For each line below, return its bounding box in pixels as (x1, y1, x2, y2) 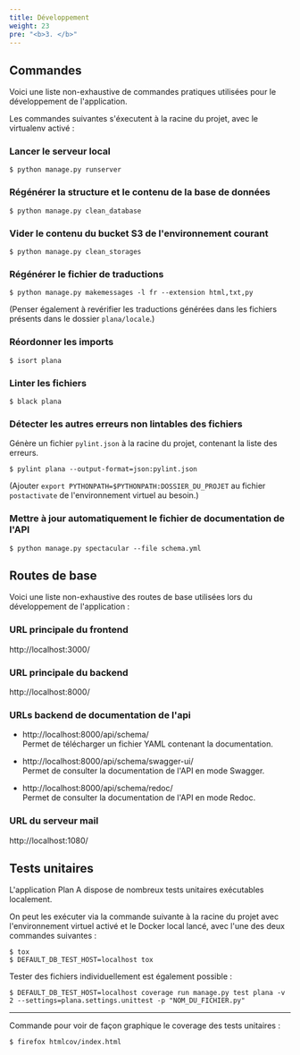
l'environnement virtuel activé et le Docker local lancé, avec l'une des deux (9, 921, 286, 932)
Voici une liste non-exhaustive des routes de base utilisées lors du (9, 592, 253, 603)
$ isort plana (9, 356, 62, 365)
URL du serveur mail (9, 814, 99, 827)
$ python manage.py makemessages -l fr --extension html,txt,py (9, 288, 254, 298)
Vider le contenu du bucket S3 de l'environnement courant (9, 227, 269, 240)
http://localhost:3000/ (9, 644, 91, 654)
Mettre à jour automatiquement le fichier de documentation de (9, 512, 286, 525)
